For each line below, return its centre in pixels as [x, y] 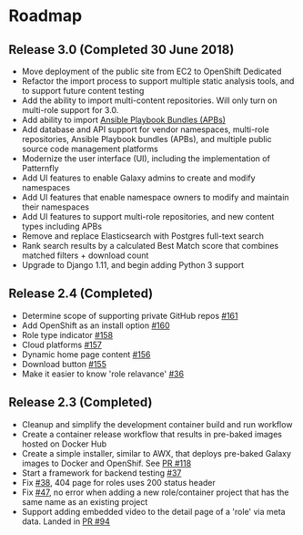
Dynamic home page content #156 [86, 354]
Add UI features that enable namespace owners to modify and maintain [155, 197]
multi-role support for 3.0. [70, 110]
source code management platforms [90, 149]
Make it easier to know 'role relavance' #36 [102, 374]
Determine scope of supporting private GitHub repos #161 [130, 315]
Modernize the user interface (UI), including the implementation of [146, 159]
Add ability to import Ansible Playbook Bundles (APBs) [124, 120]
